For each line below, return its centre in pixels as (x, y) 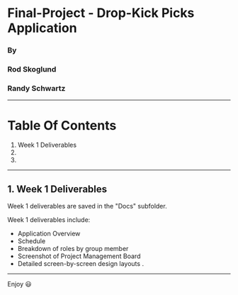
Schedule (32, 241)
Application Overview (49, 234)
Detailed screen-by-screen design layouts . (80, 264)
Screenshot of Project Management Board (79, 256)
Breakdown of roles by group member (73, 249)
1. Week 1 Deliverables (57, 189)
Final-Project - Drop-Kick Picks (101, 13)
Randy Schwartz (36, 88)
